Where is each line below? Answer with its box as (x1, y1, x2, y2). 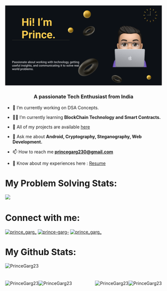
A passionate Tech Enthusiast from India (33, 93, 134, 100)
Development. (12, 139, 43, 145)
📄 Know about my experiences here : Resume (12, 160, 106, 166)
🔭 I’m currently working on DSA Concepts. (12, 104, 99, 110)
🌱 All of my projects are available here (12, 124, 90, 130)
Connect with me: (5, 212, 81, 223)
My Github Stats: (5, 247, 76, 258)
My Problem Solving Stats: (5, 178, 117, 189)
